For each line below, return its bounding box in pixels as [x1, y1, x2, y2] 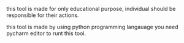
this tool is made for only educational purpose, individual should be [6, 5, 176, 12]
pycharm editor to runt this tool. [6, 30, 86, 37]
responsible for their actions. [6, 12, 79, 19]
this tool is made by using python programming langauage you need [6, 24, 179, 30]
